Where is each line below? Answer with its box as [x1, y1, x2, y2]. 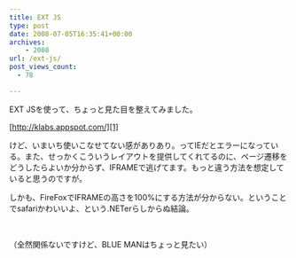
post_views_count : [9, 63, 77, 72]
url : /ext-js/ [9, 54, 62, 63]
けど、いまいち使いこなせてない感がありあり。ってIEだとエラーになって [9, 139, 271, 151]
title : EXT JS [9, 12, 62, 22]
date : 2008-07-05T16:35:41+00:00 [9, 29, 133, 38]
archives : [9, 37, 46, 47]
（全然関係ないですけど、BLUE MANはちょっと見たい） [9, 238, 213, 249]
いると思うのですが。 [9, 173, 87, 184]
